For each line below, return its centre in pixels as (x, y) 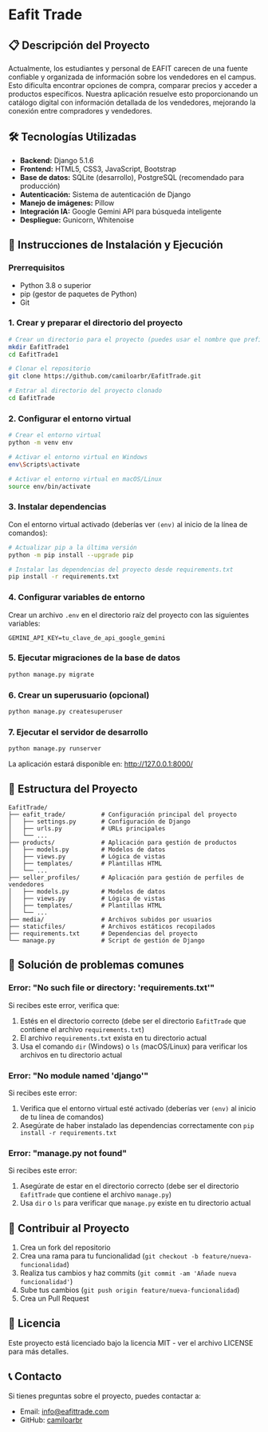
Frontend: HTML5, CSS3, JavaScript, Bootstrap (98, 169)
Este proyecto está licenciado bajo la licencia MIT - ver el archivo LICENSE (131, 1342)
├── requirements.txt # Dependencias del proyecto (103, 934)
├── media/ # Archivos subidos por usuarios (110, 919)
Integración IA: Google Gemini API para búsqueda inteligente (120, 211)
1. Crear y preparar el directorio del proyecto (96, 323)
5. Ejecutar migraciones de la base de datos (95, 658)
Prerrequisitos (37, 268)
